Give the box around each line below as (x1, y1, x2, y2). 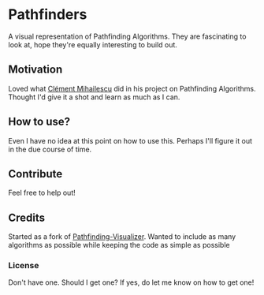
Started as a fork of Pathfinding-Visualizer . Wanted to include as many (8, 232, 236, 241)
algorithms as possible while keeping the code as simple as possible (8, 241, 230, 250)
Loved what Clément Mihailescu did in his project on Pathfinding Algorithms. (8, 84, 256, 93)
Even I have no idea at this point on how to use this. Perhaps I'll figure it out (8, 136, 253, 145)
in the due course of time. (8, 144, 92, 154)
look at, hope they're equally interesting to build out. (8, 39, 177, 49)
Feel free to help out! (8, 188, 76, 198)
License (8, 260, 39, 271)
